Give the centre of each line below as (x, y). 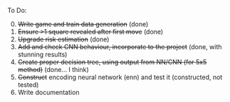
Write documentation (48, 92)
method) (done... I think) (53, 70)
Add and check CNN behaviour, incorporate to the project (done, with (120, 47)
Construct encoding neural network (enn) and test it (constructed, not (120, 77)
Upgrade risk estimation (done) (63, 39)
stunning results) (42, 54)
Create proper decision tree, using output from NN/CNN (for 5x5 (112, 62)
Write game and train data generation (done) (83, 24)
